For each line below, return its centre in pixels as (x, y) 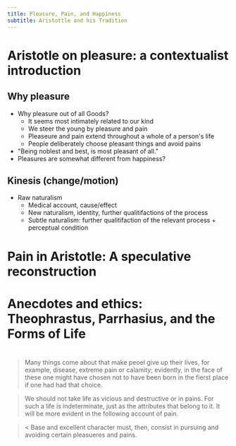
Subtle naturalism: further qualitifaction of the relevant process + (122, 221)
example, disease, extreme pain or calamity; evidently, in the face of (124, 370)
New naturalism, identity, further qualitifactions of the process (118, 213)
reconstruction (52, 271)
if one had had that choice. (63, 385)
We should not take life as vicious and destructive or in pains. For (119, 398)
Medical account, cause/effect (73, 205)
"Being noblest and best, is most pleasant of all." (88, 151)
